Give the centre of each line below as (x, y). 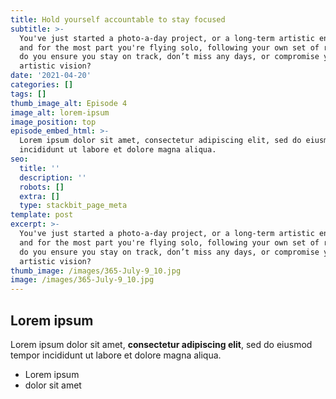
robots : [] (42, 187)
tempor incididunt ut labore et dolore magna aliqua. (116, 355)
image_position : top (53, 122)
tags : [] (28, 94)
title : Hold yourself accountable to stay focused (118, 19)
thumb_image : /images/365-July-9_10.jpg (96, 271)
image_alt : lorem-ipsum (60, 112)
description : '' (53, 177)
